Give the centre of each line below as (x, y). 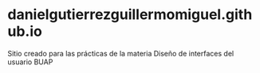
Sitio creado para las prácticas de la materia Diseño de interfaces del (121, 53)
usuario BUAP (30, 62)
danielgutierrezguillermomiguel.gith (130, 15)
